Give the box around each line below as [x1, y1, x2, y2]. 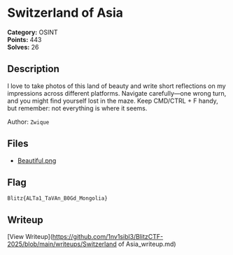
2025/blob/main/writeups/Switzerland [7, 240, 117, 249]
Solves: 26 [7, 43, 39, 51]
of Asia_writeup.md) [118, 240, 176, 249]
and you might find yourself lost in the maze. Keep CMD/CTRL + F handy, [7, 96, 218, 105]
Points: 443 [7, 35, 42, 43]
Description [7, 63, 59, 75]
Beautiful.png [17, 156, 57, 165]
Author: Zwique [7, 117, 50, 126]
